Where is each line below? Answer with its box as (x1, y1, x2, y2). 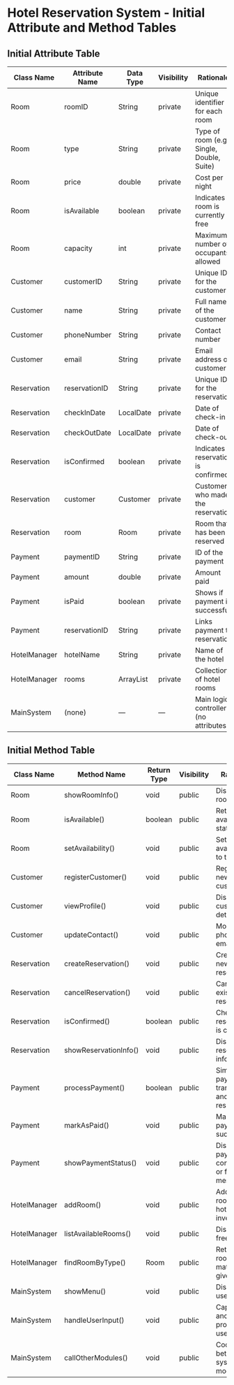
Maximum (194, 231, 228, 240)
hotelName (63, 650, 100, 659)
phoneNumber (63, 330, 112, 340)
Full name (194, 297, 227, 306)
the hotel (194, 654, 224, 663)
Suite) (194, 162, 214, 171)
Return (147, 765, 171, 775)
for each (194, 106, 223, 116)
